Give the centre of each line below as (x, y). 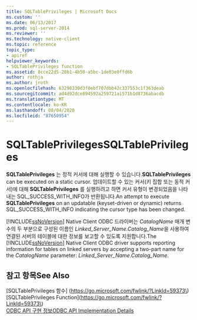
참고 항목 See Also (38, 276)
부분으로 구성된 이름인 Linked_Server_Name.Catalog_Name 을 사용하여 (106, 229)
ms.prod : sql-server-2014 (38, 28)
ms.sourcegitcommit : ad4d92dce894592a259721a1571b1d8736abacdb (85, 94)
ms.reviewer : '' (26, 34)
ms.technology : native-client (43, 39)
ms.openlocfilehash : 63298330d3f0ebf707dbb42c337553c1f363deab (85, 88)
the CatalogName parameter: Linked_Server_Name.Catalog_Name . (88, 255)
